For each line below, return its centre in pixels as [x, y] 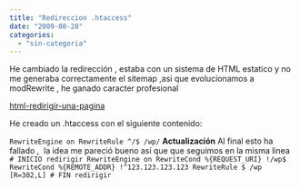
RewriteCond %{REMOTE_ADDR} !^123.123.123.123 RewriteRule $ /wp [135, 168]
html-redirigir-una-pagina [57, 106]
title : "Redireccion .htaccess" [70, 18]
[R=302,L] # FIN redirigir [60, 175]
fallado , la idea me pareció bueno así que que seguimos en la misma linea [150, 151]
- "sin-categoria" [53, 43]
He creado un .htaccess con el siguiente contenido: [106, 124]
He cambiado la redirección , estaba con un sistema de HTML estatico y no [150, 69]
